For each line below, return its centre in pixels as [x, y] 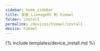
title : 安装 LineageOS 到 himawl [39, 15]
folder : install [22, 19]
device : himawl [21, 29]
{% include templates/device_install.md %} [50, 43]
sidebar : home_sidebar [29, 10]
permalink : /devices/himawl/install [44, 24]
